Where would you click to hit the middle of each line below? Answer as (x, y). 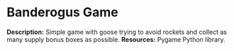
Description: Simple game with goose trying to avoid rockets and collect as (117, 32)
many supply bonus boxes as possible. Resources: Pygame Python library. (116, 39)
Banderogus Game (62, 12)
